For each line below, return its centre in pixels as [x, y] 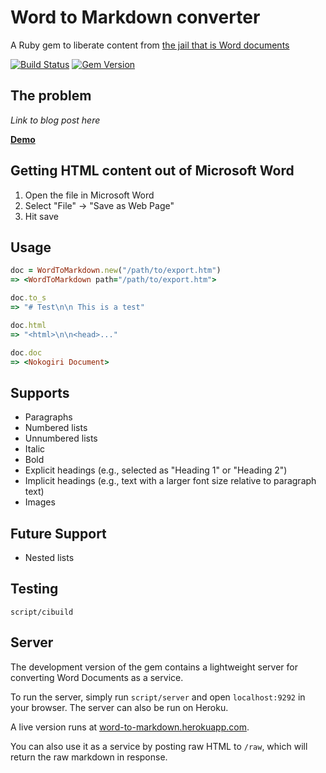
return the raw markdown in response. [89, 757]
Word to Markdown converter [135, 17]
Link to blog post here [55, 120]
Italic [35, 449]
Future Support [58, 533]
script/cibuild [42, 612]
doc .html [28, 325]
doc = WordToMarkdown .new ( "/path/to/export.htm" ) [116, 271]
